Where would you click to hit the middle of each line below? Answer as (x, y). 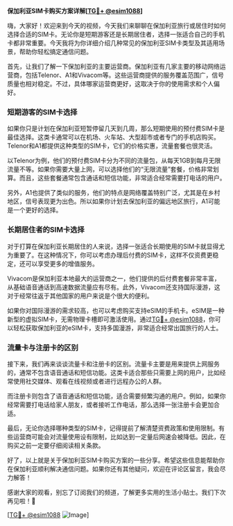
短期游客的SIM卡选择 (42, 112)
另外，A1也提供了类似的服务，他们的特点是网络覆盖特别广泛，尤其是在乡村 (114, 193)
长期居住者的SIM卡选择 (46, 230)
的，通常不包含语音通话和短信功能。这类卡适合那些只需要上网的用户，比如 (113, 372)
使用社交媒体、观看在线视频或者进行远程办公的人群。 (89, 381)
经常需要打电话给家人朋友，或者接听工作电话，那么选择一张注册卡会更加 (110, 405)
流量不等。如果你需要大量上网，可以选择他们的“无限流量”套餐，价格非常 (110, 169)
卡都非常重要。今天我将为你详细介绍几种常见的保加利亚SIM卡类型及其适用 (113, 43)
